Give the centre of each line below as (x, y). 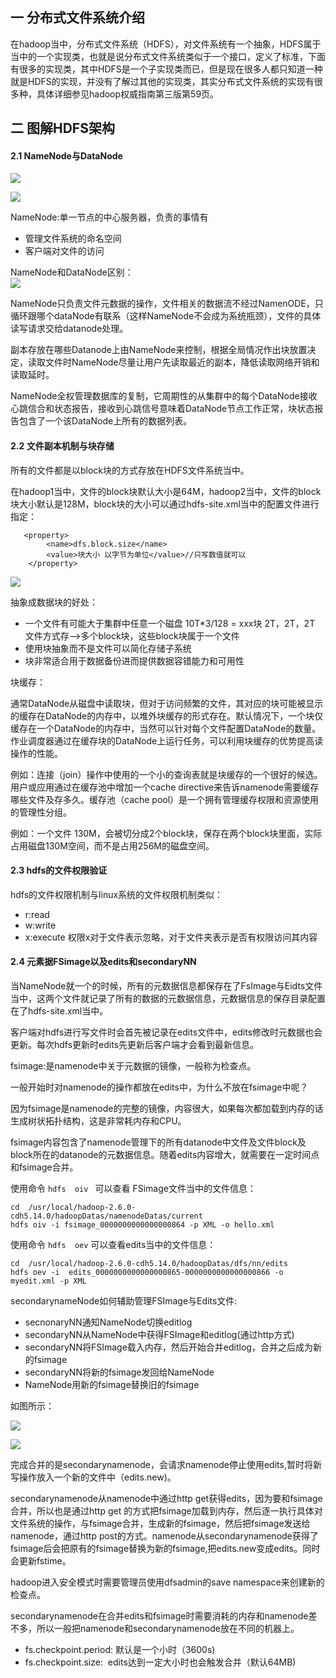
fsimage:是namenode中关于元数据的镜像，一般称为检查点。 (133, 1066)
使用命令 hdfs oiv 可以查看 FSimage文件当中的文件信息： (133, 1189)
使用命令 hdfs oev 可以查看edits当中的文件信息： (113, 1245)
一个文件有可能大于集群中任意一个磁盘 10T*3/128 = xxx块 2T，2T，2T (170, 623)
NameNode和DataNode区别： (72, 272)
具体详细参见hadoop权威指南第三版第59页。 (128, 94)
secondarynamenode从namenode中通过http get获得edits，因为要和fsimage (166, 1499)
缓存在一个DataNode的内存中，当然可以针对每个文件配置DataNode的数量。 (166, 728)
